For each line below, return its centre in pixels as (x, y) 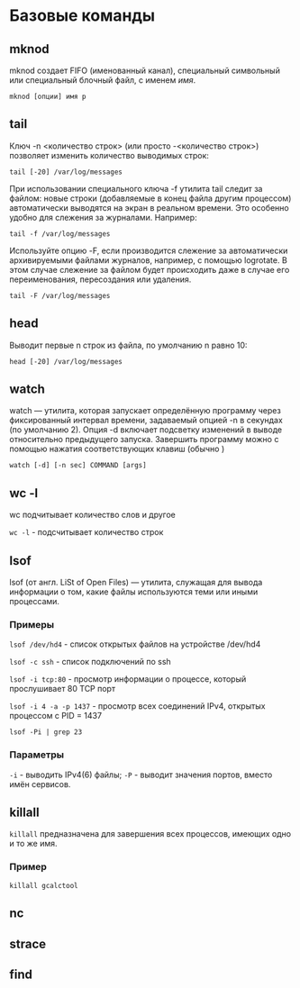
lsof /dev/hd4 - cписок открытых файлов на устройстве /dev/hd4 (135, 644)
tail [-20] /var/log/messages (66, 172)
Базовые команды (82, 16)
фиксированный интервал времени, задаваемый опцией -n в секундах (146, 421)
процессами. (35, 602)
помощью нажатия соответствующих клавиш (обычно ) (117, 449)
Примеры (32, 624)
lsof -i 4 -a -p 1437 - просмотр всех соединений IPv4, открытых (137, 706)
